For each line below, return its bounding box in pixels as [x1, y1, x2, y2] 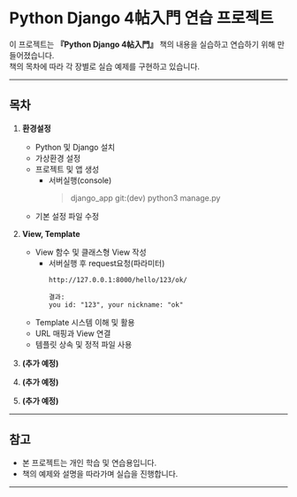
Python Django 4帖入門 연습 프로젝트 [9, 8, 274, 28]
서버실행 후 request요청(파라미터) [48, 257, 165, 268]
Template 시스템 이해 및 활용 [34, 317, 135, 327]
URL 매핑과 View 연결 [34, 328, 111, 339]
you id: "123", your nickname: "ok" [48, 300, 184, 310]
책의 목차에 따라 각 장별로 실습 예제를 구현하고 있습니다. [9, 61, 201, 72]
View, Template [21, 228, 81, 239]
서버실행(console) [48, 174, 112, 186]
